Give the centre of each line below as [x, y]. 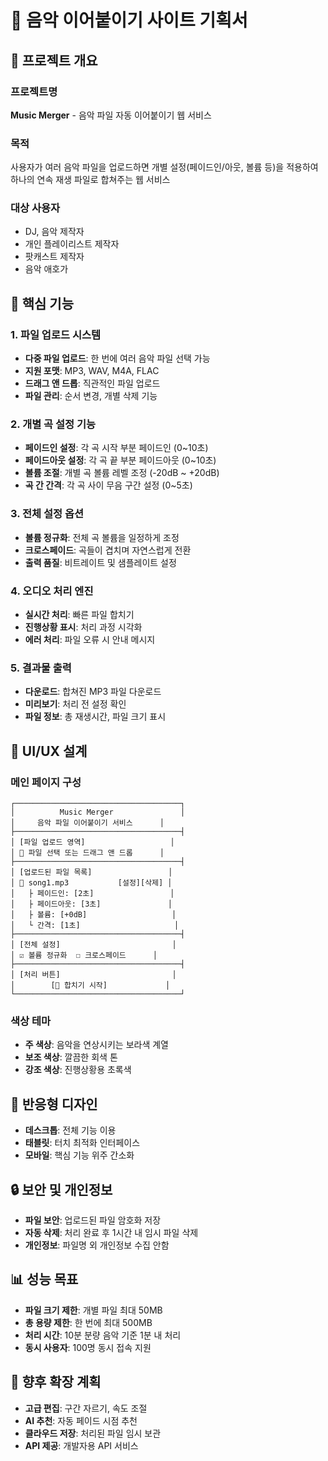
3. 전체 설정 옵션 [47, 514]
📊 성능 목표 [44, 1279]
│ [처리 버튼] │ [93, 975]
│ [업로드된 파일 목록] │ [91, 872]
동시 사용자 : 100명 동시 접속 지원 [88, 1347]
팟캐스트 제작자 [54, 257]
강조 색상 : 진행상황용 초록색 [78, 1070]
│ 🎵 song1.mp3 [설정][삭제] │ [91, 883]
